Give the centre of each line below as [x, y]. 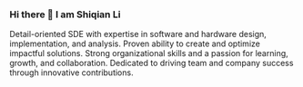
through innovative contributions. [71, 72]
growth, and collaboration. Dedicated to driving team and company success [151, 63]
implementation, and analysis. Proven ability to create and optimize [135, 43]
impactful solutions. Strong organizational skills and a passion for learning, [149, 53]
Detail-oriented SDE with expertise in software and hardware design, [138, 34]
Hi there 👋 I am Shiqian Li [65, 14]
